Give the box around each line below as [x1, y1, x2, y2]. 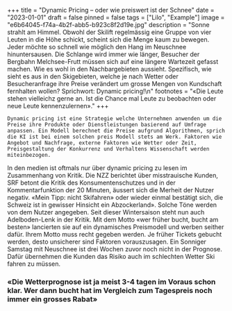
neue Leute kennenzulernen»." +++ [7, 102, 109, 110]
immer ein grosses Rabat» [7, 294, 98, 304]
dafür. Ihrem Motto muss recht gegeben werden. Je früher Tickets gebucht [7, 230, 222, 238]
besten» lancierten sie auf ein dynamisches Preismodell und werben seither [7, 223, 224, 231]
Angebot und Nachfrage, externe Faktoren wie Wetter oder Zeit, [7, 140, 197, 146]
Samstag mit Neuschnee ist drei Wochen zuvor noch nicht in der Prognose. [7, 245, 222, 253]
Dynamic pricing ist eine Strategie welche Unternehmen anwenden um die [7, 115, 222, 122]
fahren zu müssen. [7, 260, 61, 268]
